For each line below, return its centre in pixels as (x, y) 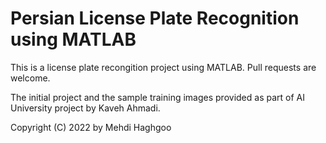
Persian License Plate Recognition (155, 18)
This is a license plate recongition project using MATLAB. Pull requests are (163, 67)
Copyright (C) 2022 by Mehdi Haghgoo (91, 127)
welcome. (30, 78)
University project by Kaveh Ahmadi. (85, 108)
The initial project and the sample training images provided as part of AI (157, 97)
